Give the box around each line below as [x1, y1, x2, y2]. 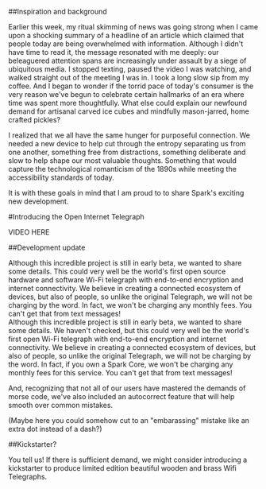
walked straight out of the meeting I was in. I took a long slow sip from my [8, 73, 249, 82]
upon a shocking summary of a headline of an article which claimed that [8, 31, 245, 40]
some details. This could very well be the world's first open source [8, 266, 226, 276]
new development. [8, 196, 69, 206]
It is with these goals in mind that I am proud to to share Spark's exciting [8, 188, 245, 197]
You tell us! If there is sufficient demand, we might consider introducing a [8, 455, 248, 464]
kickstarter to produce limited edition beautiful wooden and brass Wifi [8, 464, 237, 472]
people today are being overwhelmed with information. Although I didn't [8, 39, 244, 49]
